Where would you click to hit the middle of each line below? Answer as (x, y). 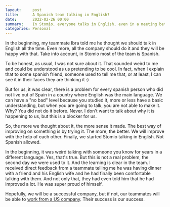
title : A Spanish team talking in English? (57, 15)
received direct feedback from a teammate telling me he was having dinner (83, 168)
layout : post (24, 10)
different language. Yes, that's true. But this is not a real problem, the (77, 158)
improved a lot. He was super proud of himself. (54, 184)
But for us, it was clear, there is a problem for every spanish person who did (84, 89)
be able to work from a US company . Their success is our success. (75, 199)
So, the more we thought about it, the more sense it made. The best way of (83, 126)
